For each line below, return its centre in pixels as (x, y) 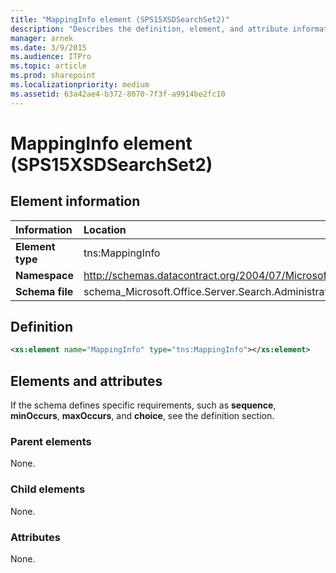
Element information (75, 201)
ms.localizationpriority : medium (80, 85)
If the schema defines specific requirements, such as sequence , (143, 405)
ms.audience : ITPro (51, 57)
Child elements (48, 489)
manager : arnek (42, 38)
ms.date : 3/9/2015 (48, 47)
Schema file (44, 291)
